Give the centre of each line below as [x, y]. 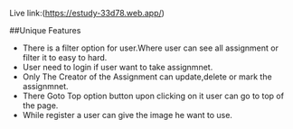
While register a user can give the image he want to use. [128, 115]
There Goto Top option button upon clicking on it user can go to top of [153, 96]
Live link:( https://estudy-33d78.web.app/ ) [87, 13]
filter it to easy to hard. [65, 57]
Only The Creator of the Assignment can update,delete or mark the [147, 77]
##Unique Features [45, 30]
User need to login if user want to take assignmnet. [118, 67]
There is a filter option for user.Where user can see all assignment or [150, 48]
